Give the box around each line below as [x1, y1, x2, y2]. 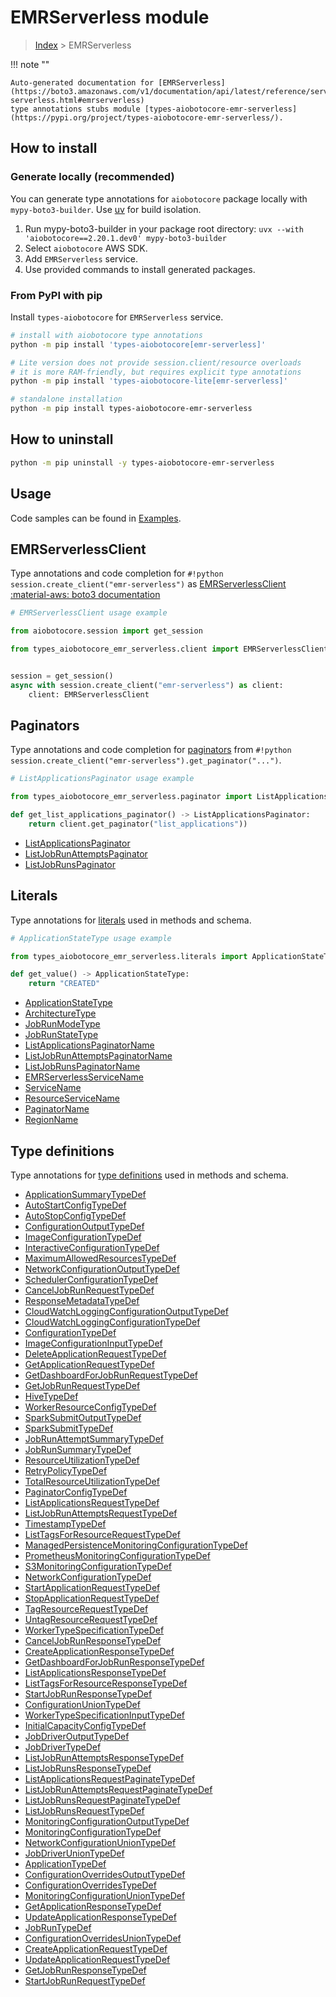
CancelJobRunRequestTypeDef [24, 1284, 155, 1296]
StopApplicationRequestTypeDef [24, 1592, 160, 1605]
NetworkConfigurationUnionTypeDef [24, 1837, 177, 1849]
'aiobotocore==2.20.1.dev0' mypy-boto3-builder [24, 233, 227, 243]
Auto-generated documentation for [10, 77, 155, 88]
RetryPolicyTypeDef [24, 1465, 108, 1477]
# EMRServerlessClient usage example [10, 608, 168, 618]
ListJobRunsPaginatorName [24, 1061, 141, 1073]
